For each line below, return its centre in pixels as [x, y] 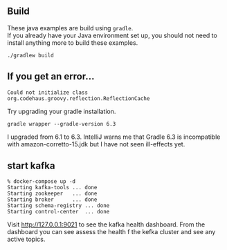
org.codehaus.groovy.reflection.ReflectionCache [79, 98]
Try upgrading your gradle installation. [62, 111]
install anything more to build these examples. [73, 42]
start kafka [31, 166]
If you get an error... [51, 76]
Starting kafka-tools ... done [52, 188]
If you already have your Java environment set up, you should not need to [112, 35]
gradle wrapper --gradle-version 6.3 [62, 124]
